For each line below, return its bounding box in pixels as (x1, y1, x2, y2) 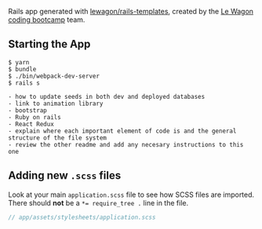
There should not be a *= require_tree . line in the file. (8, 198, 189, 207)
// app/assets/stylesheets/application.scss (8, 213, 156, 221)
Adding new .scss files (8, 169, 122, 183)
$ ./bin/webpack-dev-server (8, 72, 100, 80)
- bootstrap (8, 106, 47, 114)
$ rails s (8, 78, 41, 87)
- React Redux (8, 120, 55, 128)
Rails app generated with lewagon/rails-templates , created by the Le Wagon (8, 7, 253, 16)
